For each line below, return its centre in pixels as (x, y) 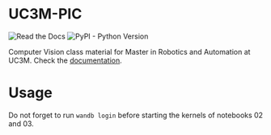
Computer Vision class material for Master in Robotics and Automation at (129, 51)
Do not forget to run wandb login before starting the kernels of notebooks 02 (136, 115)
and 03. (21, 123)
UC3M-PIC (45, 14)
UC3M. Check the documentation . (66, 60)
